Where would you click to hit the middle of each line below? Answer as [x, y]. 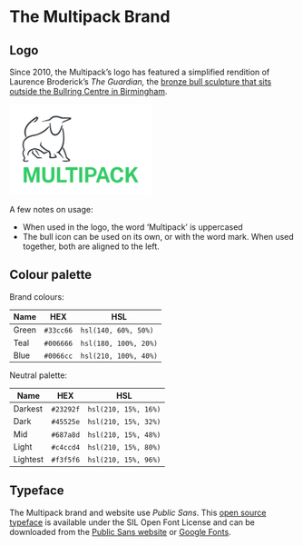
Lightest [28, 460]
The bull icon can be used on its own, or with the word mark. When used [158, 236]
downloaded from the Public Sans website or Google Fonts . [120, 531]
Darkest [28, 409]
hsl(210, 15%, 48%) [124, 435]
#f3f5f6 [65, 461]
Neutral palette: [39, 375]
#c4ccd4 [65, 447]
